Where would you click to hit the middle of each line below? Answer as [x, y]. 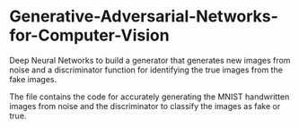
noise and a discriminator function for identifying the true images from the [146, 70]
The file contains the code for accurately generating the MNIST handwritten [149, 97]
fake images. [33, 79]
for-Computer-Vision [89, 35]
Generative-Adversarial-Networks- [144, 17]
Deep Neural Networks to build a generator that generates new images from [150, 60]
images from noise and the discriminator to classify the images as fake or [145, 106]
